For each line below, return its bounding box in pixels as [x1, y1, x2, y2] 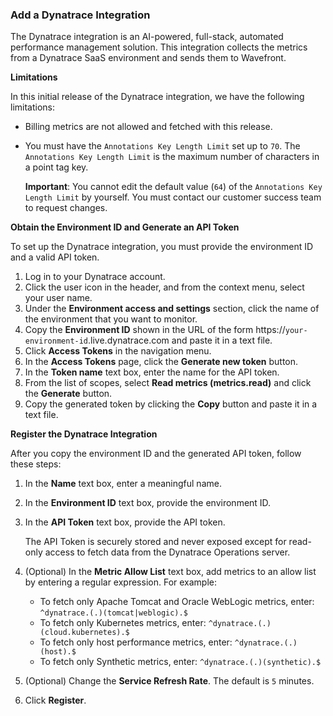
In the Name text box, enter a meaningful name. [24, 478, 222, 490]
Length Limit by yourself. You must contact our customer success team [24, 191, 322, 203]
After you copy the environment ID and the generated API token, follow [10, 448, 302, 460]
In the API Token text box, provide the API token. [24, 516, 226, 528]
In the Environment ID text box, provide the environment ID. [24, 497, 272, 509]
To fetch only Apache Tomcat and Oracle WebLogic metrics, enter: [39, 596, 315, 608]
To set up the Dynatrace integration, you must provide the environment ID [10, 241, 314, 253]
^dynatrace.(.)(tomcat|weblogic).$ [39, 608, 188, 618]
